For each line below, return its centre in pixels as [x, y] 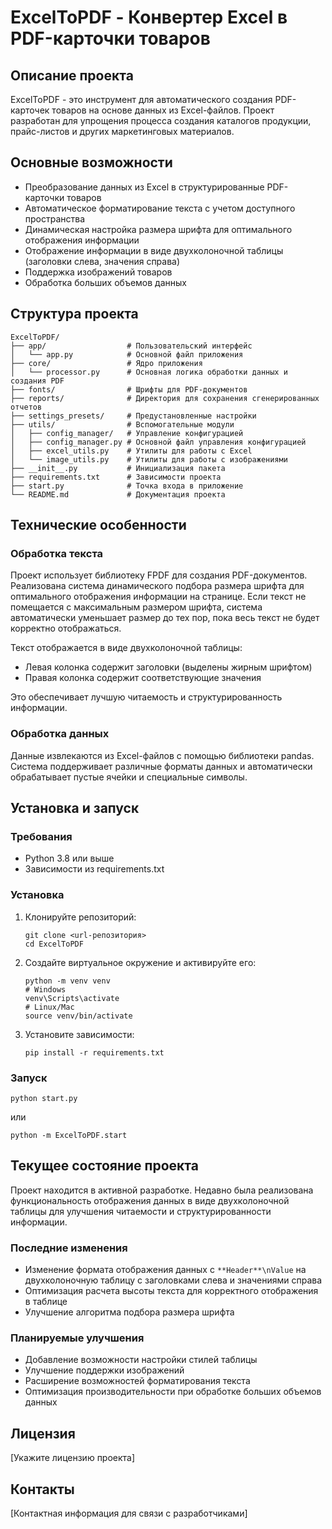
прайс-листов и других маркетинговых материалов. [122, 131]
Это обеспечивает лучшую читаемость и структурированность [146, 697]
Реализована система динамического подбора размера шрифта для [157, 586]
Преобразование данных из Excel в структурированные [144, 187]
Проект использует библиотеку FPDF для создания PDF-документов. [159, 575]
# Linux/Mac [49, 1007]
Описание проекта [72, 75]
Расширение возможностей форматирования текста [137, 1381]
